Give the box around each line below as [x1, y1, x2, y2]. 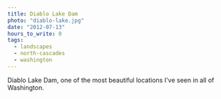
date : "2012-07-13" [7, 23, 66, 30]
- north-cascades [14, 50, 66, 57]
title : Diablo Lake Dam [7, 10, 78, 18]
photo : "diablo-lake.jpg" [7, 17, 84, 24]
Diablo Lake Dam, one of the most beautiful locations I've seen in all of [7, 76, 215, 84]
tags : [7, 37, 24, 44]
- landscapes [14, 43, 53, 50]
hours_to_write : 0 [7, 30, 62, 37]
